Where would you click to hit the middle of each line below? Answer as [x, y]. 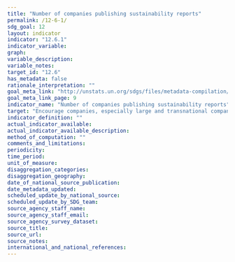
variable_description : [40, 59]
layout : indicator [34, 33]
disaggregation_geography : [47, 176]
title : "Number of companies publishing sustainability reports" [104, 14]
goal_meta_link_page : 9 [42, 99]
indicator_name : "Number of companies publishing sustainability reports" [119, 105]
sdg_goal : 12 [26, 27]
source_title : [28, 228]
